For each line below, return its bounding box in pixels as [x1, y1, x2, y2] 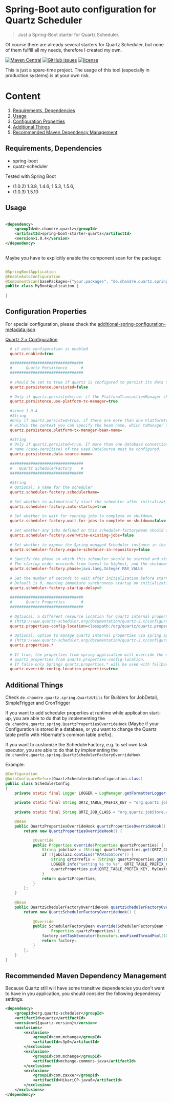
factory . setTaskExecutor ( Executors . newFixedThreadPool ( [41, 933, 164, 939]
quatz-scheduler [12, 163, 48, 169]
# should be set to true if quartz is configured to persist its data [10, 379, 164, 385]
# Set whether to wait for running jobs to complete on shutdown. [10, 513, 155, 519]
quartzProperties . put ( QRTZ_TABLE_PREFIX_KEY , [51, 866, 150, 872]
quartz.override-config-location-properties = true [10, 667, 118, 672]
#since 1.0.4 [10, 409, 38, 414]
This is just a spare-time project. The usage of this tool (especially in [5, 67, 150, 73]
